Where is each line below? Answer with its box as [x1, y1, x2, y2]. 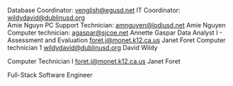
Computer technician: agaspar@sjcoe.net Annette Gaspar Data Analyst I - [7, 28, 223, 37]
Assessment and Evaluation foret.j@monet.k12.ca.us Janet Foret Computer [7, 36, 226, 44]
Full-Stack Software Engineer [7, 70, 93, 79]
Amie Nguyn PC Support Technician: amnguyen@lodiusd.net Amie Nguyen [7, 21, 227, 29]
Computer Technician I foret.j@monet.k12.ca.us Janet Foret [7, 57, 181, 66]
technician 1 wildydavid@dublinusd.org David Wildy [7, 44, 158, 51]
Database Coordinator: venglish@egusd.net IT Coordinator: [7, 6, 181, 14]
